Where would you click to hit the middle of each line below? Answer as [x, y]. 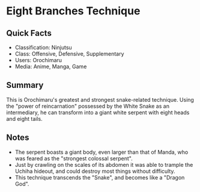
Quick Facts [29, 33]
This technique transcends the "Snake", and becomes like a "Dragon [100, 177]
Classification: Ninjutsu [43, 47]
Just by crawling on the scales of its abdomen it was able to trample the [104, 164]
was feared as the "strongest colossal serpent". [74, 158]
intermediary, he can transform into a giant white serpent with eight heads [98, 112]
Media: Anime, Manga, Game [51, 66]
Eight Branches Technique [73, 11]
